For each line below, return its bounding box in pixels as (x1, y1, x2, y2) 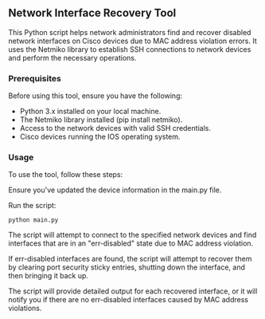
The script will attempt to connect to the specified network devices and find (8, 230, 257, 240)
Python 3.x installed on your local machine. (19, 107, 162, 116)
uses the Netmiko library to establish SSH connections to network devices (8, 44, 251, 54)
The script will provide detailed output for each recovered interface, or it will (8, 286, 258, 296)
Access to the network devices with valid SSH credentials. (19, 124, 211, 133)
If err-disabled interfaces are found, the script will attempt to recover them (8, 254, 252, 264)
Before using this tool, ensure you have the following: (8, 91, 183, 100)
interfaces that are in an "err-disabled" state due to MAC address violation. (8, 238, 254, 248)
